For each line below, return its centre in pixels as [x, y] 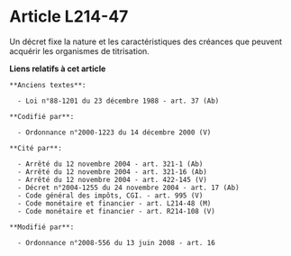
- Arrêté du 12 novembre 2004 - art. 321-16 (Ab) [112, 172]
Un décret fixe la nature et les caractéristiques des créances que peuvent [145, 41]
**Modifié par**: [42, 227]
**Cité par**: [36, 148]
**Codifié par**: [42, 116]
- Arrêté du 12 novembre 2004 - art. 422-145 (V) [112, 179]
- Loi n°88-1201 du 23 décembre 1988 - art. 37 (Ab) [118, 101]
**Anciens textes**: [48, 85]
